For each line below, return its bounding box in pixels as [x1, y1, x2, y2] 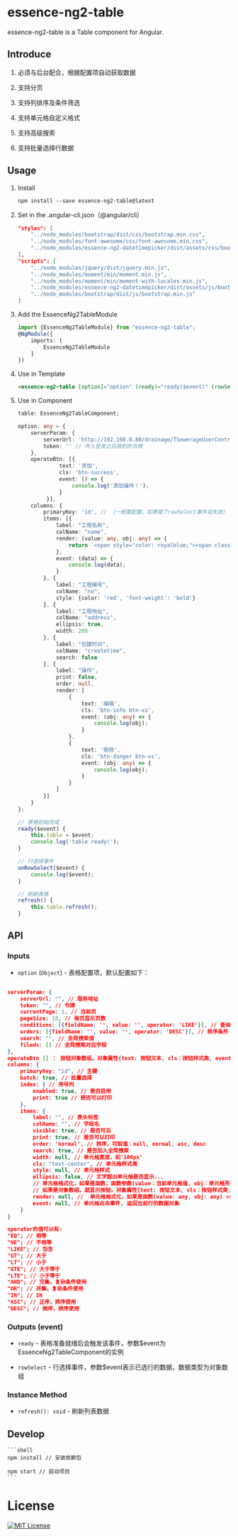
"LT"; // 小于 [7, 1258, 47, 1266]
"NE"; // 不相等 [7, 1239, 52, 1246]
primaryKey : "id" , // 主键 [20, 1068, 98, 1075]
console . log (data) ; [68, 562, 126, 569]
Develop [7, 1428, 45, 1440]
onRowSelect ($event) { [17, 864, 85, 871]
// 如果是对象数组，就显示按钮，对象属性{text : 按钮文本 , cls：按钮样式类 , [33, 1187, 232, 1194]
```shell [7, 1447, 33, 1454]
